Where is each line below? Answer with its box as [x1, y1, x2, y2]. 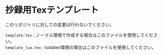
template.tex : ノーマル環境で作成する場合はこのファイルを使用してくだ [5, 32, 154, 38]
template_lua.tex [5, 45, 41, 50]
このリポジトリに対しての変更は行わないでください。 [5, 22, 115, 27]
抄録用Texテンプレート [5, 4, 99, 16]
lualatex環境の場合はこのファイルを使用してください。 [44, 44, 157, 50]
